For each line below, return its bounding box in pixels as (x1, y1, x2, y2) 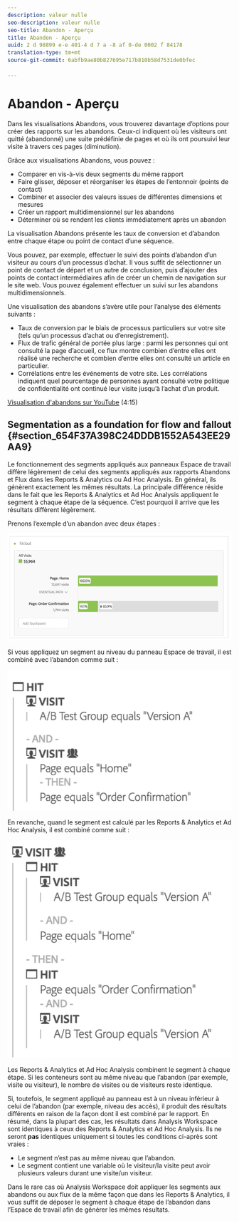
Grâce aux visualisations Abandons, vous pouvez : (7, 155, 155, 164)
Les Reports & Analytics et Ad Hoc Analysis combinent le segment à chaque (7, 1066, 230, 1074)
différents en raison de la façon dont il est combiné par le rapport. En (7, 1110, 210, 1118)
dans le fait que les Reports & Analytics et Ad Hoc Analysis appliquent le (7, 490, 219, 499)
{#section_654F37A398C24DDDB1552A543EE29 (7, 430, 231, 442)
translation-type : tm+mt (7, 49, 81, 56)
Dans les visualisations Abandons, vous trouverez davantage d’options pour (7, 119, 230, 128)
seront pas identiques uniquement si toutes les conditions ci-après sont (7, 1133, 218, 1141)
